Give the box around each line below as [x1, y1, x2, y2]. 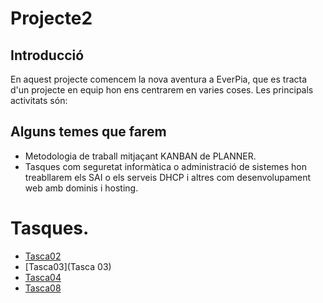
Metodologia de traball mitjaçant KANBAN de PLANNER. [24, 150, 257, 162]
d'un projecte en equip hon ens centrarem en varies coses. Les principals [10, 84, 314, 96]
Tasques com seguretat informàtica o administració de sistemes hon [24, 160, 308, 172]
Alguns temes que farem [10, 123, 167, 141]
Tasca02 [24, 250, 62, 262]
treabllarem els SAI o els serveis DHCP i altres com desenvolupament [24, 171, 312, 183]
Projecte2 [10, 7, 93, 30]
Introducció [10, 47, 85, 64]
